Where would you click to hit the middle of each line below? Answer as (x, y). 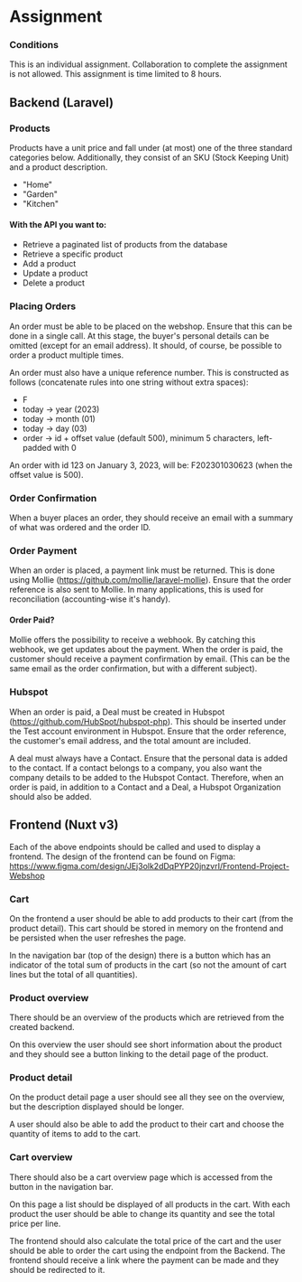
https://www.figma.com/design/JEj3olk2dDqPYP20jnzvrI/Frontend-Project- (150, 866)
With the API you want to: (58, 224)
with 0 (65, 447)
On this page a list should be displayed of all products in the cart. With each (150, 1204)
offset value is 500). (46, 474)
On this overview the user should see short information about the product (146, 1044)
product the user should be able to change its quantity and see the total (142, 1213)
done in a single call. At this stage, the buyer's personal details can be (139, 335)
